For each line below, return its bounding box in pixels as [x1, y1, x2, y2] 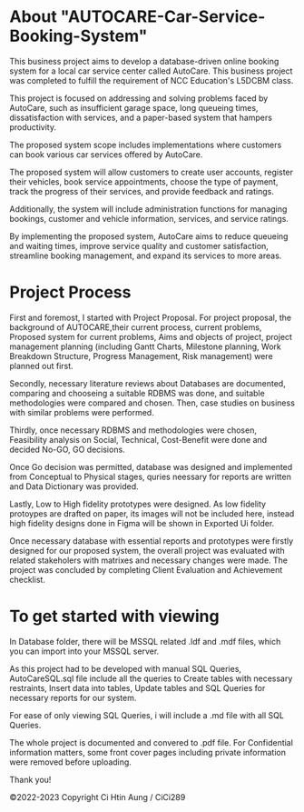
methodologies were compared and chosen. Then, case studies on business [9, 397, 295, 408]
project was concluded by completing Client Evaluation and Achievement [9, 564, 283, 575]
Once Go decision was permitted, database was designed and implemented [9, 461, 293, 472]
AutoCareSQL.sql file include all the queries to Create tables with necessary [9, 673, 293, 684]
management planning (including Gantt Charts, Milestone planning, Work [9, 341, 281, 352]
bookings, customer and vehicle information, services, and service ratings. [9, 213, 289, 224]
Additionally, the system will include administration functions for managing [9, 203, 288, 215]
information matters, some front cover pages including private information [9, 747, 286, 757]
